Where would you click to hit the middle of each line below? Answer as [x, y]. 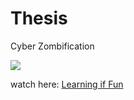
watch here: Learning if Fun [67, 84]
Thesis [39, 18]
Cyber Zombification [52, 46]
